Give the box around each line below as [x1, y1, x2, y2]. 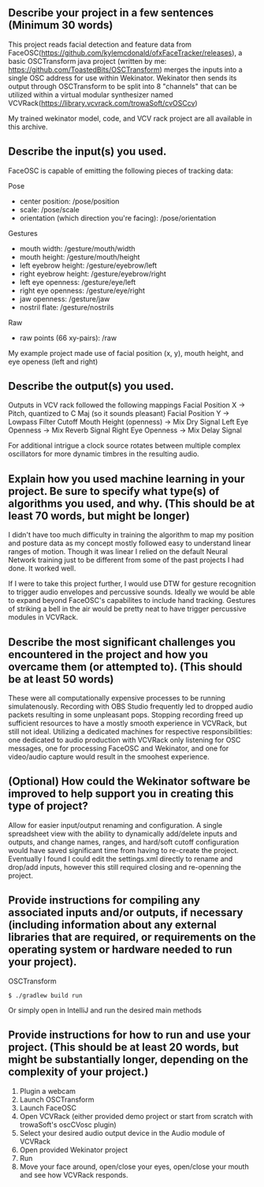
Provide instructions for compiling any [8, 893, 201, 907]
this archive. [8, 122, 48, 131]
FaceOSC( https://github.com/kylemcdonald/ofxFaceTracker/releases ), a [8, 47, 243, 58]
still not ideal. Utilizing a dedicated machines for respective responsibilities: [8, 727, 253, 736]
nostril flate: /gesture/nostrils [19, 302, 114, 312]
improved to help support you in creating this [8, 787, 234, 800]
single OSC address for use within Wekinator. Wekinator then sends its [8, 73, 237, 82]
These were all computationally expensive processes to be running [8, 694, 226, 703]
